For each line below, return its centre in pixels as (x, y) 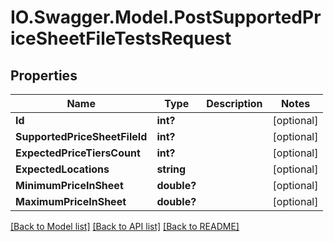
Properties (44, 75)
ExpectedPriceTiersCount (78, 153)
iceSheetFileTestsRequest (121, 38)
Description (234, 103)
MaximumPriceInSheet (71, 201)
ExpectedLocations (62, 169)
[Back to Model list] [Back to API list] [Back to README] (125, 226)
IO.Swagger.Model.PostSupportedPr (166, 17)
